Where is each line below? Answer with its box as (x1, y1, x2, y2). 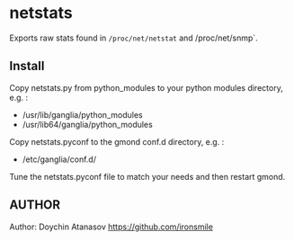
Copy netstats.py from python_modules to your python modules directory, (9, 82, 283, 93)
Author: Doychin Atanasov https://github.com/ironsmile (9, 221, 214, 232)
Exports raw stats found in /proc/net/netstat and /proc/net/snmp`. (9, 32, 258, 43)
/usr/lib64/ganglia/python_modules (22, 119, 153, 129)
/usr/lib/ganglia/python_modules (22, 109, 143, 120)
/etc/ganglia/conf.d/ (22, 154, 97, 165)
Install (9, 58, 45, 74)
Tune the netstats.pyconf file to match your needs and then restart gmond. (9, 171, 286, 182)
